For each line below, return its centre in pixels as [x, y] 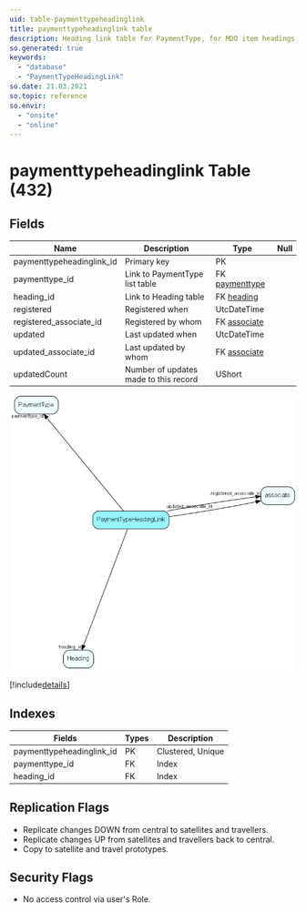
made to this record [161, 379]
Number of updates [161, 370]
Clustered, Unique [190, 751]
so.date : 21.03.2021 [49, 86]
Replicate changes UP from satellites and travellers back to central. [148, 839]
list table [140, 284]
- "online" [38, 125]
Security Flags [51, 878]
